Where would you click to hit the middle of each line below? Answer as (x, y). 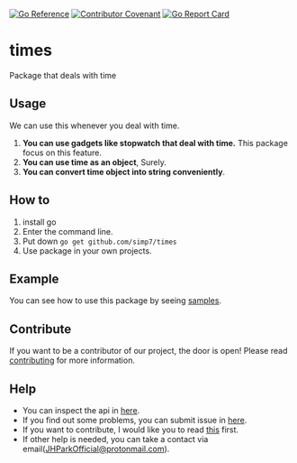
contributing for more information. (72, 360)
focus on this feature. (62, 153)
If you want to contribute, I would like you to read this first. (130, 430)
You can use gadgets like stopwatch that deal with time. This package (155, 143)
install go (39, 222)
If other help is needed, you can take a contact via (115, 439)
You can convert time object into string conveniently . (124, 171)
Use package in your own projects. (87, 250)
